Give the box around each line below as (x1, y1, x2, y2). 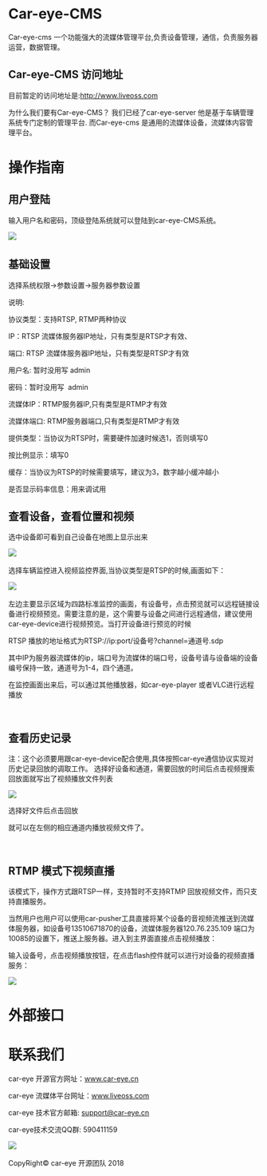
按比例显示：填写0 (8, 450, 69, 459)
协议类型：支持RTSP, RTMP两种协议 (8, 314, 128, 324)
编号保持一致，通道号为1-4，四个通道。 (8, 663, 138, 673)
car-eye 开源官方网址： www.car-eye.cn (8, 1074, 139, 1083)
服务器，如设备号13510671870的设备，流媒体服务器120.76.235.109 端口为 (14, 924, 255, 933)
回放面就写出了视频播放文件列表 (8, 774, 113, 784)
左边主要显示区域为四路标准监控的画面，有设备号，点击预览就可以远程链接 (8, 599, 253, 609)
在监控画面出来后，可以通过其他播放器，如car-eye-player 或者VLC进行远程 (8, 680, 255, 689)
